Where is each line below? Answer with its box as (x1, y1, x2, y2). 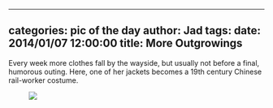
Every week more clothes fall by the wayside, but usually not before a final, (8, 58, 260, 67)
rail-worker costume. (8, 75, 79, 85)
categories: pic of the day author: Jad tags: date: (8, 24, 262, 37)
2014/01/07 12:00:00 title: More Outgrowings (8, 37, 243, 50)
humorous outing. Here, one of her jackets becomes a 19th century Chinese (8, 67, 262, 76)
